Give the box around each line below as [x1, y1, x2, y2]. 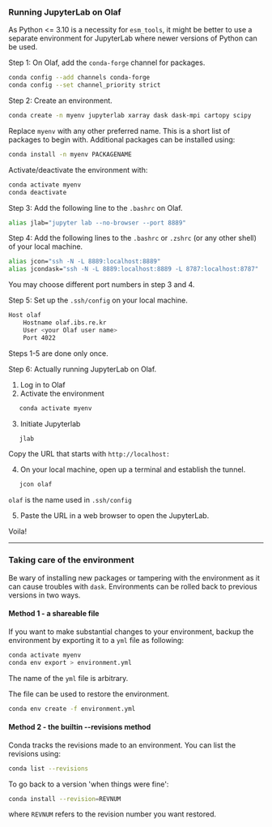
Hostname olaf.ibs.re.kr [23, 319, 107, 327]
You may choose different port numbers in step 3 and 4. [8, 280, 195, 289]
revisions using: [8, 748, 61, 758]
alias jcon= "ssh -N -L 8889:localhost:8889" [8, 258, 161, 266]
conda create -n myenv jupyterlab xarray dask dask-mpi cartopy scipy [8, 112, 252, 120]
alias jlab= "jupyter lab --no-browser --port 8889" [8, 218, 186, 227]
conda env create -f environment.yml [8, 705, 136, 713]
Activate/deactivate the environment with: [8, 165, 148, 174]
